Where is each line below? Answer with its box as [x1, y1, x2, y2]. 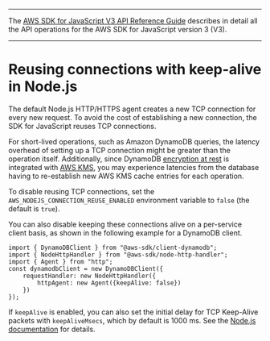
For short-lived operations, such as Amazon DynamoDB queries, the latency [8, 136, 260, 146]
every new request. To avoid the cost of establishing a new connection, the [8, 112, 257, 122]
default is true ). [8, 203, 60, 214]
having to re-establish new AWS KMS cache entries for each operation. [8, 171, 244, 181]
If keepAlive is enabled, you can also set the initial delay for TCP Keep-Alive [8, 307, 259, 317]
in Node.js [8, 77, 78, 96]
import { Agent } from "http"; [8, 257, 113, 266]
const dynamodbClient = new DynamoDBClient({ [8, 264, 163, 272]
